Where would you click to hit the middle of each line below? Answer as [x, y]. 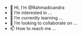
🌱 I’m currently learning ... [36, 18]
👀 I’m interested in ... [31, 13]
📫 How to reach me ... [33, 28]
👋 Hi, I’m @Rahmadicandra [37, 8]
